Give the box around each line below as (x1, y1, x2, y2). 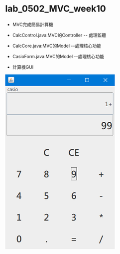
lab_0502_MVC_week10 (5, 3, 106, 15)
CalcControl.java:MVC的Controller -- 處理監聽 (12, 32, 107, 38)
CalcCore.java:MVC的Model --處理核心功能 (12, 43, 101, 49)
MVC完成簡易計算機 (12, 22, 53, 28)
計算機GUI (12, 64, 34, 70)
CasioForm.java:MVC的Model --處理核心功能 (12, 54, 105, 60)
